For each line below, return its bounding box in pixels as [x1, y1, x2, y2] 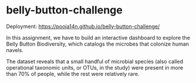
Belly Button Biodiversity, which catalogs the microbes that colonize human [6, 40, 190, 47]
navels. [6, 46, 24, 53]
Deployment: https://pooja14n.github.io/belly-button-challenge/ [6, 23, 161, 30]
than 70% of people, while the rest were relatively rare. [6, 70, 140, 77]
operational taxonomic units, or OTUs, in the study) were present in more [6, 64, 184, 71]
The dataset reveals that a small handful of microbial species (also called [6, 58, 184, 65]
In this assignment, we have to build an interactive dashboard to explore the [6, 34, 191, 41]
